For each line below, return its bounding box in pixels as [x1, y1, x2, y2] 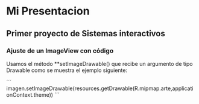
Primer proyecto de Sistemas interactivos [6, 28, 166, 39]
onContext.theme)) [6, 91, 53, 98]
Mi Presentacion [6, 4, 90, 18]
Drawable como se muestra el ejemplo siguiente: [6, 67, 128, 74]
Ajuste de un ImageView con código [6, 47, 114, 55]
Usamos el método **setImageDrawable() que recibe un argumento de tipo [6, 60, 193, 67]
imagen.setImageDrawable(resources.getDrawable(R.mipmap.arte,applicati [6, 85, 194, 92]
